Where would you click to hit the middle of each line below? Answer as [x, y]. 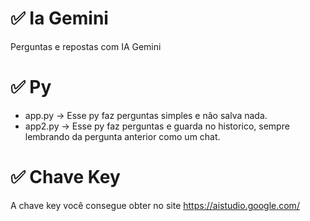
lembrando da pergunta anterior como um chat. [122, 136]
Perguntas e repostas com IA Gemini [86, 46]
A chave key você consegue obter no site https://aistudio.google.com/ [155, 205]
